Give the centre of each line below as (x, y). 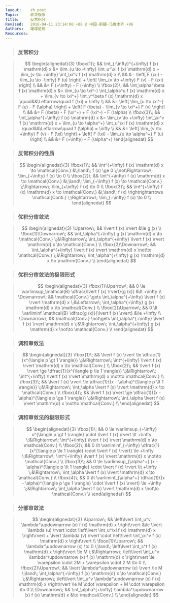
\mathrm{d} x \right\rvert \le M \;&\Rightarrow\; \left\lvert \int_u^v (92, 552)
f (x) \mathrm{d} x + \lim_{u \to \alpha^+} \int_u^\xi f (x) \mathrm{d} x (92, 123)
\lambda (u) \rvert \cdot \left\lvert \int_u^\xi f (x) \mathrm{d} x (91, 530)
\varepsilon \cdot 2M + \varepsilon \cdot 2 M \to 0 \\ (92, 563)
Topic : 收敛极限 (25, 15)
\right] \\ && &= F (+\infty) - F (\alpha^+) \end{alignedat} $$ (92, 139)
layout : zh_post (26, 10)
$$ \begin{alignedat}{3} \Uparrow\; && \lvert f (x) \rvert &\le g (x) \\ (91, 228)
